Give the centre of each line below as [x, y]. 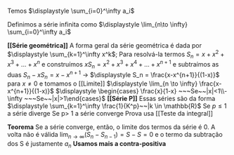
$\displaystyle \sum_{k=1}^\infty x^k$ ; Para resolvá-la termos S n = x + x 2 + [116, 54]
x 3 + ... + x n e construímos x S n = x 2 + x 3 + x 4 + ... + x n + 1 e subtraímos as [113, 65]
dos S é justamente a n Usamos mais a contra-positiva [87, 144]
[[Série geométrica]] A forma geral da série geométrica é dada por [105, 45]
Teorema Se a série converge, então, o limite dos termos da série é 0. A [111, 127]
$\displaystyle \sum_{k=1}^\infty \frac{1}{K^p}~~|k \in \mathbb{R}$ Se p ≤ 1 [117, 106]
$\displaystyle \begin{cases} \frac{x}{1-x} [116, 91]
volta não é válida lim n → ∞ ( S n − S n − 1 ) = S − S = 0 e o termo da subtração [115, 135]
